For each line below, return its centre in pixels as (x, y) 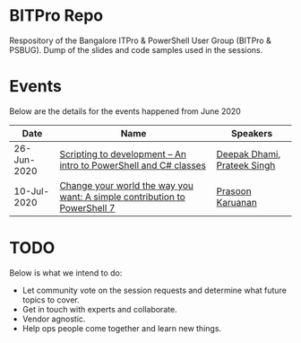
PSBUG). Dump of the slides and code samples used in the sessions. (136, 49)
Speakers (252, 133)
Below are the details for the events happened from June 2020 (125, 111)
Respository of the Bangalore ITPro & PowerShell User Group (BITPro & (140, 40)
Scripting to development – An (123, 154)
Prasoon (234, 191)
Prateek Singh (246, 165)
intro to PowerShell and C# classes (133, 165)
